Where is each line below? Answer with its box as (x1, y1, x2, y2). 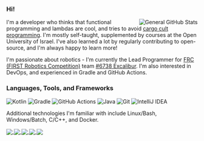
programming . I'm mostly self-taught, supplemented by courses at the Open (6, 31, 197, 39)
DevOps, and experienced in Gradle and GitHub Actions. (6, 69, 148, 76)
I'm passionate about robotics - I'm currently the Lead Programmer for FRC (6, 56, 194, 64)
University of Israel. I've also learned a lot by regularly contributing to (6, 38, 180, 45)
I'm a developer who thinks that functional (6, 19, 112, 26)
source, (6, 44, 25, 51)
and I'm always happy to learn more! (26, 44, 118, 51)
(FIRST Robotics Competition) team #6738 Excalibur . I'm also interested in (6, 62, 191, 70)
